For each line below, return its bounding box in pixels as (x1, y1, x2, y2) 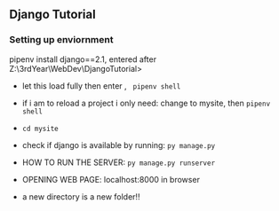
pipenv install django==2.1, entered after (9, 53, 157, 65)
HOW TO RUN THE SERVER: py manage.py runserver (21, 157, 216, 168)
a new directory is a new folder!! (21, 191, 140, 202)
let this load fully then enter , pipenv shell (21, 80, 181, 91)
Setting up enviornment (9, 34, 114, 46)
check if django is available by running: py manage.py (21, 139, 216, 150)
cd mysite (21, 124, 60, 133)
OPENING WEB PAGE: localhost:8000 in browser (21, 174, 200, 184)
